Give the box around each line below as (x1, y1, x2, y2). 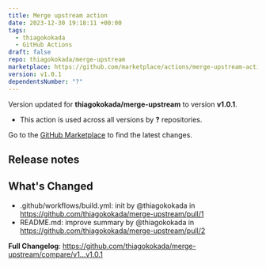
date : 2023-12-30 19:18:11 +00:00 (8, 19, 123, 27)
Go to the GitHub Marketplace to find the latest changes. (8, 130, 192, 139)
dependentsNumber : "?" (8, 77, 83, 85)
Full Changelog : (8, 241, 61, 250)
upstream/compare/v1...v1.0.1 (8, 250, 103, 259)
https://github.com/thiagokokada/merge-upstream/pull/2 (19, 226, 206, 235)
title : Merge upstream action (8, 11, 108, 20)
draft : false (8, 48, 51, 56)
